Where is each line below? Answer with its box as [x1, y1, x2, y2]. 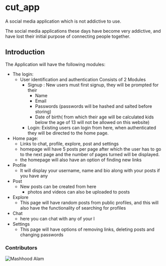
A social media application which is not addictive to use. [5, 18, 122, 24]
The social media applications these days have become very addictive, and [5, 28, 161, 34]
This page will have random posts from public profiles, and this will [20, 199, 159, 206]
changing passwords [20, 231, 64, 238]
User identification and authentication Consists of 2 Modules [20, 76, 146, 82]
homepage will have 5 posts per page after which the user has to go [20, 146, 161, 152]
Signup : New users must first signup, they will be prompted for [27, 82, 159, 88]
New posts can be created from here [20, 183, 97, 189]
